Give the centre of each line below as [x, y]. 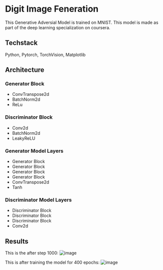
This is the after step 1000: [32, 253]
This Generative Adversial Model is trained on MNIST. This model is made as [82, 22]
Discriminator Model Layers [38, 199]
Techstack [21, 43]
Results [17, 241]
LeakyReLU [24, 138]
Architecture [25, 70]
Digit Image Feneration [52, 9]
